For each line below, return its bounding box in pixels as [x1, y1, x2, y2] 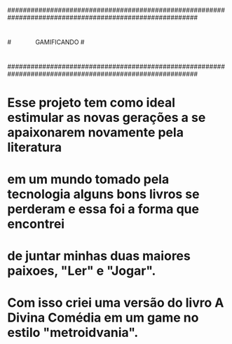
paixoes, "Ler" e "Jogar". [7, 263, 156, 279]
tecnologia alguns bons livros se [7, 186, 200, 202]
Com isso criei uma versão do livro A [7, 295, 224, 311]
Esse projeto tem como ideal [7, 95, 176, 111]
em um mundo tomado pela [7, 171, 170, 187]
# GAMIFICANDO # [7, 38, 85, 46]
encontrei [7, 216, 65, 232]
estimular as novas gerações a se [7, 109, 206, 125]
